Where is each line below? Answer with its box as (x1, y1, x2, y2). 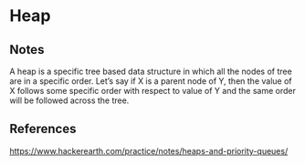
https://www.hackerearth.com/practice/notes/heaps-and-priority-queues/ (9, 145, 289, 156)
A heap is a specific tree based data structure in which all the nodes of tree (9, 66, 292, 77)
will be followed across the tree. (9, 95, 130, 106)
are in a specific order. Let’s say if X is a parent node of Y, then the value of (9, 76, 292, 87)
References (9, 121, 77, 137)
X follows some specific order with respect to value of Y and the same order (9, 86, 297, 96)
